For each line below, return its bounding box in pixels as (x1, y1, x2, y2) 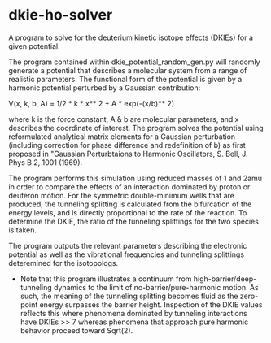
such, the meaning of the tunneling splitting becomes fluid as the (20, 291, 238, 301)
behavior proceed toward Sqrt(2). (20, 325, 133, 335)
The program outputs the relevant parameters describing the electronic (8, 241, 247, 250)
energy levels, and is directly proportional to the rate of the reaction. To (8, 207, 247, 217)
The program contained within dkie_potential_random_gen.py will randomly (8, 57, 260, 67)
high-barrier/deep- (193, 274, 257, 284)
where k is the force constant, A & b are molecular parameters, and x (8, 114, 239, 124)
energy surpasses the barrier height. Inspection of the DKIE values (39, 299, 263, 310)
